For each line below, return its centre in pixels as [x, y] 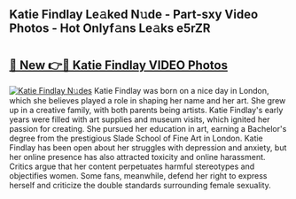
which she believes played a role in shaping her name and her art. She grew [148, 100]
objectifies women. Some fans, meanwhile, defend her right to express [138, 176]
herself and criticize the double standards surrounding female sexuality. [140, 185]
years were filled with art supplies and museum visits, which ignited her [140, 119]
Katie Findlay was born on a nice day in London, [182, 91]
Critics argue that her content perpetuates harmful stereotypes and [132, 166]
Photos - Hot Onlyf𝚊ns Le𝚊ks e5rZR [110, 29]
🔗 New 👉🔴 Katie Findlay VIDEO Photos [119, 65]
